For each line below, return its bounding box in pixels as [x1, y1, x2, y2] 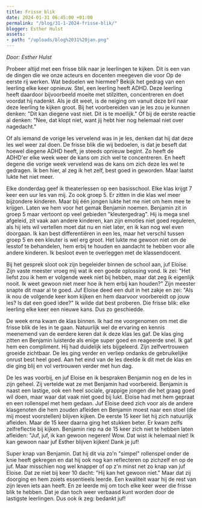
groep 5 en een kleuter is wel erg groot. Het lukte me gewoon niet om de [6, 236, 186, 243]
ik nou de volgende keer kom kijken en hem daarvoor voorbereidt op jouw [6, 293, 190, 300]
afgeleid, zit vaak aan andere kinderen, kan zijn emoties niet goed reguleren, [6, 217, 196, 224]
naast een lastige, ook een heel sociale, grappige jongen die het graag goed [6, 387, 195, 394]
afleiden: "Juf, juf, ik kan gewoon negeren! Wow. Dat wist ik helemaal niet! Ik [6, 432, 195, 439]
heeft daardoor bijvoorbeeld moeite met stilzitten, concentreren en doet [6, 91, 185, 98]
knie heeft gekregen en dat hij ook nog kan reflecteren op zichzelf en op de [6, 457, 194, 463]
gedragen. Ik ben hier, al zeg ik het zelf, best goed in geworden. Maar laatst [6, 167, 194, 174]
